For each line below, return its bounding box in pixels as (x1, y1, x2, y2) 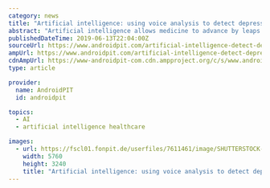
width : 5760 (22, 152, 63, 161)
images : (8, 137, 35, 145)
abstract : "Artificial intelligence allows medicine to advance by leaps (8, 27, 261, 35)
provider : (8, 78, 42, 87)
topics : (8, 108, 35, 116)
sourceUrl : (8, 42, 45, 50)
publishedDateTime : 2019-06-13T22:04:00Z (8, 34, 149, 43)
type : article (8, 64, 56, 72)
